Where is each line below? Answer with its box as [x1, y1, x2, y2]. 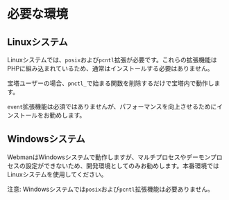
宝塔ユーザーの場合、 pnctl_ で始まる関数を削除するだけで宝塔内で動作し [7, 79, 214, 87]
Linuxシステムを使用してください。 [7, 170, 108, 179]
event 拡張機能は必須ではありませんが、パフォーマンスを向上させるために [7, 102, 217, 111]
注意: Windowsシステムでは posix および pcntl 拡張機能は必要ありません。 [7, 185, 214, 193]
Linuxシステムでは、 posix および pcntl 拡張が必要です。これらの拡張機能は [7, 56, 217, 64]
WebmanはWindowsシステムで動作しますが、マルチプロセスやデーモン [7, 153, 211, 161]
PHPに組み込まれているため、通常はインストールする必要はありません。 [7, 64, 214, 73]
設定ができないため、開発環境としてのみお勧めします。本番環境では [25, 161, 220, 170]
